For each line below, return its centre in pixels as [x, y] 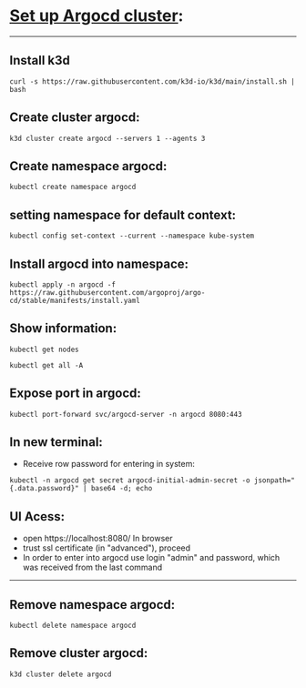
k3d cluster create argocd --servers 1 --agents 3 [107, 138]
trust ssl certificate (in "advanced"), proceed [107, 548]
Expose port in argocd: [75, 394]
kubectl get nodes [44, 349]
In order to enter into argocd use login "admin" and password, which [151, 558]
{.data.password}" [44, 489]
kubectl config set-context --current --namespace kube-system [132, 236]
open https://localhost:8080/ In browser [97, 539]
